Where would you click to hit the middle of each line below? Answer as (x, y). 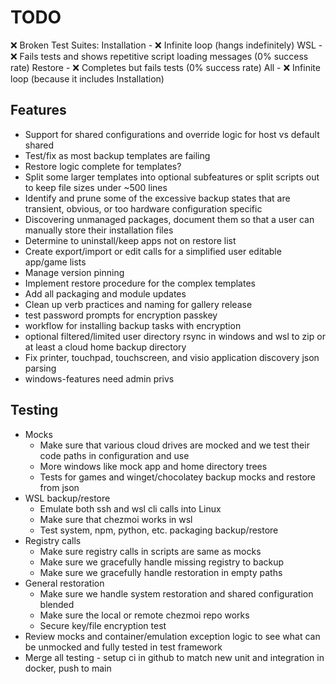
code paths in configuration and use (114, 455)
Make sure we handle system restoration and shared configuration (176, 593)
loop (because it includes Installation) (87, 78)
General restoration (64, 583)
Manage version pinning (74, 272)
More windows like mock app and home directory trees (153, 466)
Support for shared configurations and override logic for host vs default (172, 134)
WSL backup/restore (67, 498)
